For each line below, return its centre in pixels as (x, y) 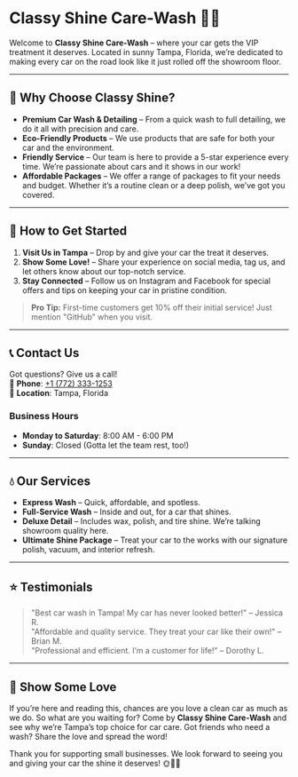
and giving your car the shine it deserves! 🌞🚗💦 (95, 764)
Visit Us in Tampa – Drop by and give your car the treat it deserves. (145, 252)
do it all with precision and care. (80, 129)
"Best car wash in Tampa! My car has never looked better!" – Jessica (157, 613)
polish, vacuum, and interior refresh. (88, 550)
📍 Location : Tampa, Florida (59, 393)
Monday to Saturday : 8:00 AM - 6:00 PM (98, 435)
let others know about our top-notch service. (104, 271)
